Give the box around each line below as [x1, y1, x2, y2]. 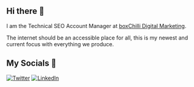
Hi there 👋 [6, 6, 45, 16]
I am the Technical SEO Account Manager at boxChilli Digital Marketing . [6, 22, 187, 29]
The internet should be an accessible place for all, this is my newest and [6, 34, 188, 41]
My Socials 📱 [6, 58, 57, 69]
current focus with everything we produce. [6, 40, 114, 47]
